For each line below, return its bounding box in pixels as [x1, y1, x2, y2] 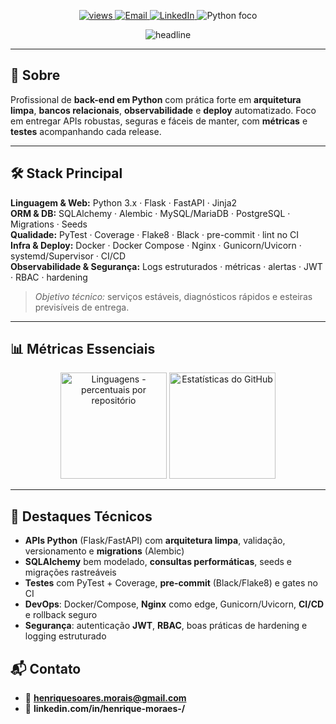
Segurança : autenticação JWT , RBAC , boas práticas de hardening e [24, 620, 308, 632]
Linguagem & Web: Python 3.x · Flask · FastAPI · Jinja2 [10, 196, 238, 209]
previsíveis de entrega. [34, 301, 130, 313]
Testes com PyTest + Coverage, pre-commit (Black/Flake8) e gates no [24, 577, 318, 589]
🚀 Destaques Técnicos [10, 508, 153, 525]
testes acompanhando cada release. [10, 125, 162, 137]
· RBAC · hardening [10, 271, 88, 283]
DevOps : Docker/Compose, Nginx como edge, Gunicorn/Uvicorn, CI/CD [24, 598, 325, 610]
